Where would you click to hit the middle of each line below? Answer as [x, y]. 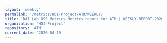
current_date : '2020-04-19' [34, 33]
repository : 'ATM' [24, 28]
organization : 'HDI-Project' [35, 23]
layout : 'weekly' [23, 10]
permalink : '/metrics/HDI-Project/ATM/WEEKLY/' [55, 14]
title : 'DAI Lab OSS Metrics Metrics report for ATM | [63, 19]
